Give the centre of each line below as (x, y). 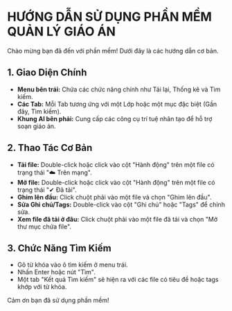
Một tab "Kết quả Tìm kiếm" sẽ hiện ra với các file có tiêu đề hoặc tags (118, 280)
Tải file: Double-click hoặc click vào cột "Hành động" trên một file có (116, 164)
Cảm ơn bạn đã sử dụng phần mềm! (58, 301)
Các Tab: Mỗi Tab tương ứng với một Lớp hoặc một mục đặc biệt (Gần (117, 104)
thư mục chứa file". (44, 226)
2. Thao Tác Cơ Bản (50, 148)
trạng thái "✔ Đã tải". (47, 190)
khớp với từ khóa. (42, 287)
